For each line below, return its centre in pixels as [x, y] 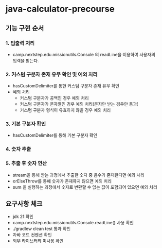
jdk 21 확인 [23, 216]
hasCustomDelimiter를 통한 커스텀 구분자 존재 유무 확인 [66, 86]
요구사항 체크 [24, 204]
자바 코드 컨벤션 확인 [32, 234]
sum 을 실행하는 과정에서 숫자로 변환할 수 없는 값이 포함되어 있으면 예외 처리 [85, 187]
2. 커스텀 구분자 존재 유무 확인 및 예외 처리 [52, 74]
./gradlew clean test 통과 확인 [42, 229]
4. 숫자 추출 [18, 149]
